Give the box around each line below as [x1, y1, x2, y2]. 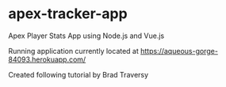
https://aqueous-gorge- [140, 46, 218, 55]
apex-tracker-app [8, 5, 128, 23]
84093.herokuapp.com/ [8, 55, 86, 64]
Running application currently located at [8, 46, 139, 55]
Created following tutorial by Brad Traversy [8, 70, 149, 79]
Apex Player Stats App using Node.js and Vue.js [8, 31, 165, 40]
